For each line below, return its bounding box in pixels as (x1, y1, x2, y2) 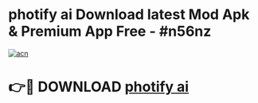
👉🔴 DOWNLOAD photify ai (8, 78, 190, 96)
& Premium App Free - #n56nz (8, 22, 212, 40)
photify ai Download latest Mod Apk (8, 6, 250, 24)
